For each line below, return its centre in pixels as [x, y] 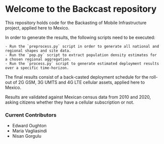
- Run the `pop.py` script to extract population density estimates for [81, 55]
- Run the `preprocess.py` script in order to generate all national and [82, 46]
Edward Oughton [29, 126]
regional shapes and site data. [38, 51]
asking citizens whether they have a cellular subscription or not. [70, 102]
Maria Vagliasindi [29, 131]
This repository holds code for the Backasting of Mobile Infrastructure [76, 23]
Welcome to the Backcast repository [81, 9]
